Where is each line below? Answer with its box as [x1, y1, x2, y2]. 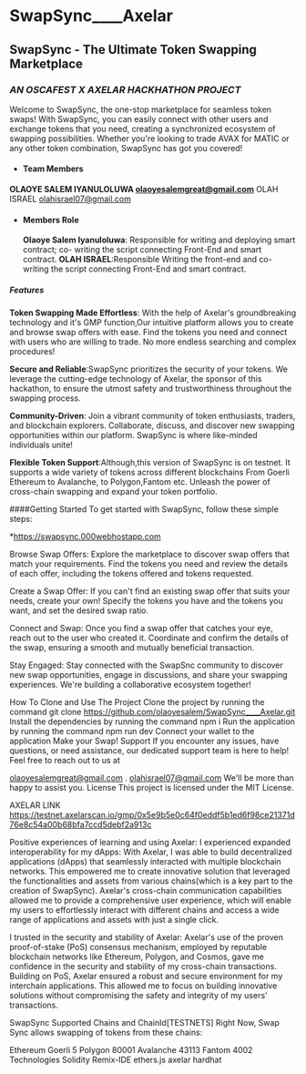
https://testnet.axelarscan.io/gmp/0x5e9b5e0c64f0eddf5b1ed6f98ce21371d [9, 810, 295, 821]
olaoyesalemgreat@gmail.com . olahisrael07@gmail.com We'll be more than [9, 772, 294, 783]
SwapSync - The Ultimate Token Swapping [9, 42, 257, 57]
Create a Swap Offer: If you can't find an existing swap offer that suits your [9, 586, 291, 597]
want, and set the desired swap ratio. [9, 605, 148, 616]
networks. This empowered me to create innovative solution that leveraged [9, 866, 291, 877]
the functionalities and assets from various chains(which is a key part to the [9, 875, 293, 886]
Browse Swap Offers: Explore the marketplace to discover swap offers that [9, 548, 290, 560]
